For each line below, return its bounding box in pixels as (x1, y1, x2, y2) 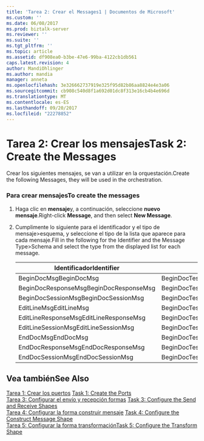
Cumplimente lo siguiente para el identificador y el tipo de (15, 223, 160, 231)
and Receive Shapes (6, 402, 58, 410)
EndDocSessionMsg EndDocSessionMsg (18, 353, 134, 361)
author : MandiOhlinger (6, 65, 64, 72)
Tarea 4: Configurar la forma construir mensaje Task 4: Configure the (6, 409, 180, 416)
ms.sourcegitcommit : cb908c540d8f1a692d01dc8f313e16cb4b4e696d (6, 88, 170, 94)
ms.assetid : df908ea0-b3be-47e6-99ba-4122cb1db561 (6, 54, 137, 60)
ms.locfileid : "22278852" (6, 111, 72, 117)
